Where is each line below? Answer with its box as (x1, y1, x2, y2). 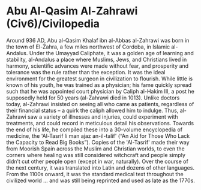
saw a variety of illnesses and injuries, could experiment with (27, 113, 178, 120)
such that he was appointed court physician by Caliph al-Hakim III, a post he (6, 88, 195, 95)
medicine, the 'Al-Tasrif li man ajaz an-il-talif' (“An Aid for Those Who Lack (6, 132, 190, 139)
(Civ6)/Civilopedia (6, 17, 100, 31)
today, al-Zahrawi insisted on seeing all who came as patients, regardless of (6, 100, 194, 107)
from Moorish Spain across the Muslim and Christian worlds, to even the (6, 145, 185, 152)
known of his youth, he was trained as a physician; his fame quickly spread (6, 81, 192, 88)
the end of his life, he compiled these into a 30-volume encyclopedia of (6, 126, 183, 133)
